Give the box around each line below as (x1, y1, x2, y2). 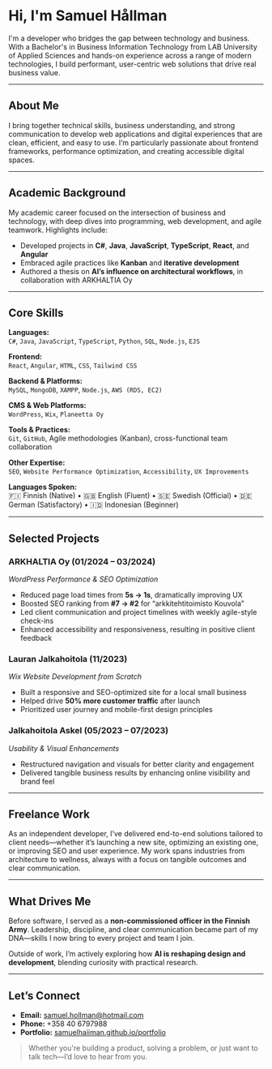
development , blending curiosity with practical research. (8, 958, 198, 968)
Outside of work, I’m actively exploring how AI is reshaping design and (8, 949, 246, 959)
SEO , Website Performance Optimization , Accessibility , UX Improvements (8, 466, 249, 476)
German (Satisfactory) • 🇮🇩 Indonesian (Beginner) (8, 500, 180, 509)
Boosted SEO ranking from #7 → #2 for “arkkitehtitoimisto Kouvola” (19, 599, 244, 608)
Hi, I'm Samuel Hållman (8, 6, 168, 25)
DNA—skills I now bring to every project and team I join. (8, 934, 194, 943)
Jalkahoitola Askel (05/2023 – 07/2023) (8, 725, 168, 736)
